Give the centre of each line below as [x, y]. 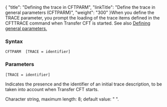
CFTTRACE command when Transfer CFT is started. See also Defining [78, 23]
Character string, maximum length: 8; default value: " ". [62, 99]
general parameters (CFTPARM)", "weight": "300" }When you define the [80, 12]
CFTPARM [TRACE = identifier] [38, 52]
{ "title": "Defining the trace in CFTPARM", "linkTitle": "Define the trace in [80, 7]
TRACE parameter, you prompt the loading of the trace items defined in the [82, 18]
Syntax [14, 41]
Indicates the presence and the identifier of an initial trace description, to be [83, 84]
